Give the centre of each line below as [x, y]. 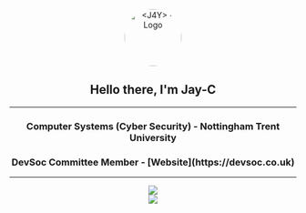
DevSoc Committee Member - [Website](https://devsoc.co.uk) [153, 162]
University [153, 137]
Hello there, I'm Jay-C [153, 90]
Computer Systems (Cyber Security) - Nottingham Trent [153, 126]
